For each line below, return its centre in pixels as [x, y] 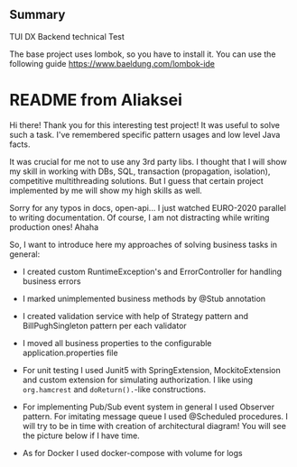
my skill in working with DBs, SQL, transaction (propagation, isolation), [140, 171]
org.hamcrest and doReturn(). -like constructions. [114, 389]
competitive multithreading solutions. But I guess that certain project [136, 180]
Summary [37, 15]
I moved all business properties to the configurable [117, 343]
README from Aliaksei [96, 100]
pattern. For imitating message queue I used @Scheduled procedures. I [155, 416]
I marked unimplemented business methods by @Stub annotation [144, 298]
